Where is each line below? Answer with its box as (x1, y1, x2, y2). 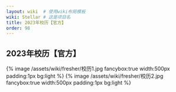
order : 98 (6, 25, 31, 31)
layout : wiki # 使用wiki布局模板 (6, 8, 86, 15)
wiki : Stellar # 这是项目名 (6, 14, 71, 20)
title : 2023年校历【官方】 (6, 19, 66, 25)
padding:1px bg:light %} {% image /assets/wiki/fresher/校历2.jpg (6, 73, 164, 80)
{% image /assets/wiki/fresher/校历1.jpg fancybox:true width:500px (6, 65, 170, 73)
